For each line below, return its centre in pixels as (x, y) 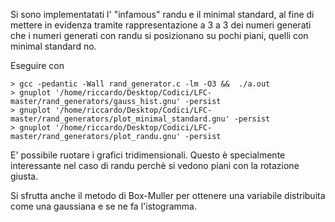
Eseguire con (37, 65)
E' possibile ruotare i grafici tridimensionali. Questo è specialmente (148, 155)
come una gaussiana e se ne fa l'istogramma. (103, 206)
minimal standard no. (53, 46)
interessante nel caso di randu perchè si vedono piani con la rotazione (155, 165)
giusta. (24, 176)
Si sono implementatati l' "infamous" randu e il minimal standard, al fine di (162, 14)
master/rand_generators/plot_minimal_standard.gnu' (120, 119)
